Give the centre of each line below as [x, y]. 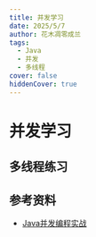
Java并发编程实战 [54, 224]
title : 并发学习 [36, 17]
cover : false [33, 76]
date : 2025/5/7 [37, 26]
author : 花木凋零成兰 [45, 34]
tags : [19, 42]
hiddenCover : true [43, 84]
